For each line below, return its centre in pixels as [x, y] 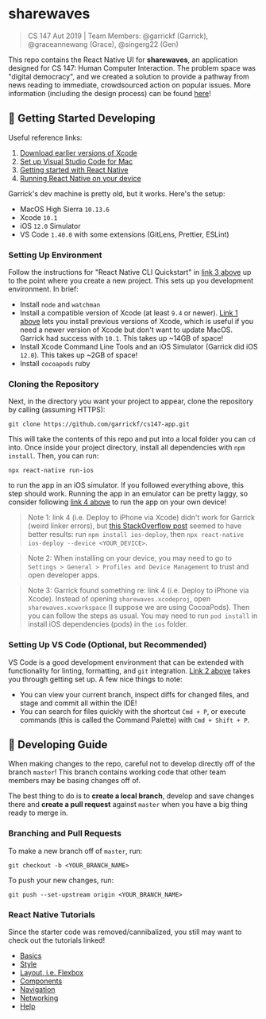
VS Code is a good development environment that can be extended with [126, 662]
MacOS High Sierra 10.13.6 [64, 209]
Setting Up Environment [55, 255]
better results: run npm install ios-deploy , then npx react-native [136, 535]
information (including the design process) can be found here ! [110, 93]
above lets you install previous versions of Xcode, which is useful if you [137, 322]
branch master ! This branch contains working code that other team [117, 772]
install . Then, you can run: [54, 456]
